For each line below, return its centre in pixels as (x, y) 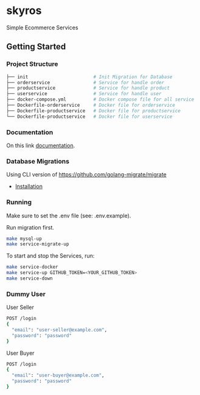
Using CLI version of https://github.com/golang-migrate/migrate (87, 175)
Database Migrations (38, 161)
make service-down (29, 278)
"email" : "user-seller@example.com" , (60, 330)
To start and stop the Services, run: (50, 256)
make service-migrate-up (38, 244)
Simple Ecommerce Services (42, 27)
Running (19, 202)
